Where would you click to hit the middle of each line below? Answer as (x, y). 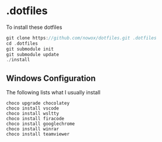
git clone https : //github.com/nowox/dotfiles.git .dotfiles (82, 38)
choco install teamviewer (38, 134)
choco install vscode (33, 108)
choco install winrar (33, 129)
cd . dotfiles (22, 43)
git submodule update (33, 54)
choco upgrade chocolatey (38, 103)
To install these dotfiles (34, 27)
